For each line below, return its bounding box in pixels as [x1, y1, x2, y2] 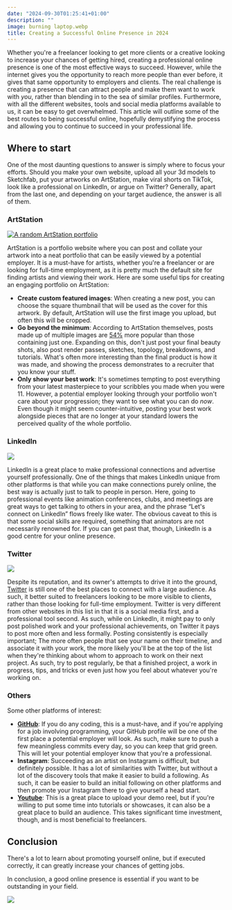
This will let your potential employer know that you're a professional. [17, 749, 213, 758]
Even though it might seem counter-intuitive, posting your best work [17, 405, 212, 413]
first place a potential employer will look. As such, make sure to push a [17, 735, 219, 743]
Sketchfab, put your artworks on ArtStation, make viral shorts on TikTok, [7, 175, 213, 184]
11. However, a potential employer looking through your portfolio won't [17, 390, 217, 399]
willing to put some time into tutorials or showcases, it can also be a [17, 801, 211, 810]
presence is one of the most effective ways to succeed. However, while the [7, 63, 222, 71]
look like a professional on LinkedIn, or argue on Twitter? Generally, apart [7, 183, 216, 191]
